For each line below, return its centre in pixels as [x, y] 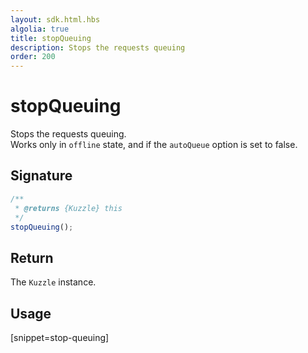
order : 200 [33, 57]
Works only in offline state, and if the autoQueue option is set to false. [154, 145]
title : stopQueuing [51, 38]
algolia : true [40, 29]
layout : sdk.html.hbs [55, 19]
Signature [41, 176]
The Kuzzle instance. [53, 282]
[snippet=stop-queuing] [60, 337]
